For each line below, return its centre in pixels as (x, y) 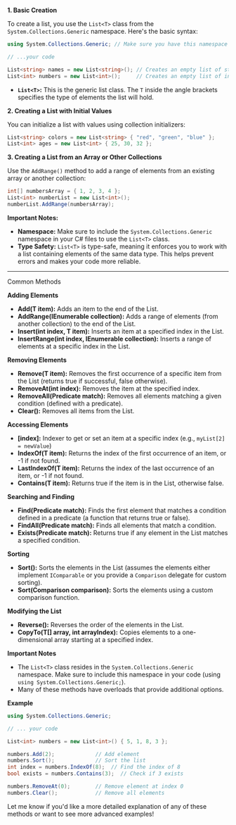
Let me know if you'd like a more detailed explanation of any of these (107, 806)
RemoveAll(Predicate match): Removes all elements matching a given (119, 396)
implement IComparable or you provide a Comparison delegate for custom (122, 575)
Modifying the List (34, 611)
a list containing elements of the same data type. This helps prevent (116, 253)
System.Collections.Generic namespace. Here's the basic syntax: (103, 31)
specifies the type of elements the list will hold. (86, 97)
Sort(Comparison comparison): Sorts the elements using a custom (115, 590)
